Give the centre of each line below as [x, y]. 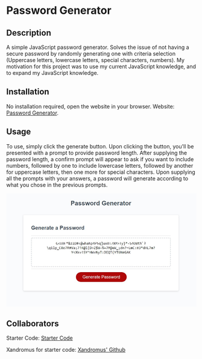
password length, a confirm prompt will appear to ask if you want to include [100, 159]
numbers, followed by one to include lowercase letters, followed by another [100, 165]
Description [29, 33]
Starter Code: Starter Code [40, 338]
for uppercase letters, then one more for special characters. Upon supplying [101, 172]
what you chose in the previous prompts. [57, 185]
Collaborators [33, 323]
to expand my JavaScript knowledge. [52, 73]
